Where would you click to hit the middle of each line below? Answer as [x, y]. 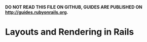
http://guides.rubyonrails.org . [37, 12]
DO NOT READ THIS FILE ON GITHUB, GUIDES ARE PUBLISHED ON [74, 7]
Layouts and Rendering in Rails [70, 32]
